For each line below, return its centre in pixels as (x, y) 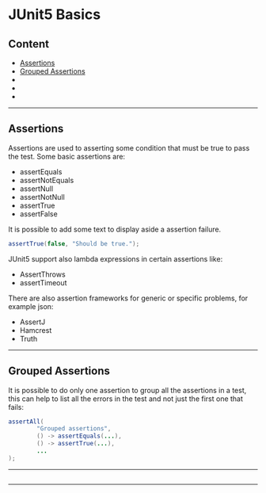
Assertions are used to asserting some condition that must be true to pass (129, 147)
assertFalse (38, 214)
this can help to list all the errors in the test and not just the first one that (126, 399)
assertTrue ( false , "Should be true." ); (74, 243)
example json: (31, 306)
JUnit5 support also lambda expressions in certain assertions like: (116, 258)
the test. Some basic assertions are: (66, 156)
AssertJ (32, 322)
